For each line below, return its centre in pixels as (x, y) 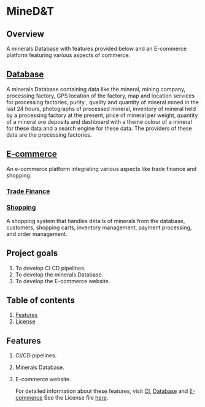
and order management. (37, 234)
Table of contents (41, 301)
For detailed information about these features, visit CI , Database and (102, 391)
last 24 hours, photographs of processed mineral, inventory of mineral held (101, 108)
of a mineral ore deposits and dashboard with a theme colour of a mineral (99, 121)
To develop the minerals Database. (59, 275)
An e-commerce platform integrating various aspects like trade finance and (101, 169)
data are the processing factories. (49, 135)
